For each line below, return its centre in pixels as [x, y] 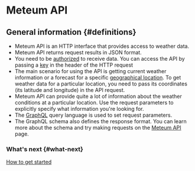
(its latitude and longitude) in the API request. [70, 90]
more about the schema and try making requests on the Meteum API [98, 128]
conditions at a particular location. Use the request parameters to [94, 103]
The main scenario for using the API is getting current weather [90, 71]
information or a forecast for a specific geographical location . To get [98, 78]
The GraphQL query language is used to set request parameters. [93, 115]
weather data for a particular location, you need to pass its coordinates [101, 84]
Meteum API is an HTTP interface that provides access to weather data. [102, 46]
